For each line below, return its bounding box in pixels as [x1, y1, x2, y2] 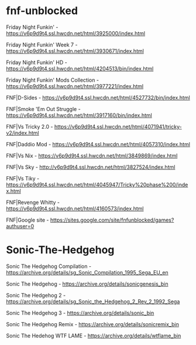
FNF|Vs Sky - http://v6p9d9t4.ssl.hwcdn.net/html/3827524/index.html [6, 163, 176, 170]
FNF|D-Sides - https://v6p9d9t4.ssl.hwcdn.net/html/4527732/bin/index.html [6, 94, 190, 101]
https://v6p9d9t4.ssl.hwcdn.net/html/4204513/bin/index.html [6, 65, 154, 72]
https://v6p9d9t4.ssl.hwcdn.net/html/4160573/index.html [6, 205, 144, 212]
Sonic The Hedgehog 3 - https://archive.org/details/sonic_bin [6, 309, 154, 316]
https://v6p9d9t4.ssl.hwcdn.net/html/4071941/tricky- [54, 123, 183, 130]
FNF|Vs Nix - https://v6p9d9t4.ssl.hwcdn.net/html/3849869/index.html [6, 152, 178, 159]
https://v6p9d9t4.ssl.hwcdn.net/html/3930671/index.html [6, 47, 145, 54]
